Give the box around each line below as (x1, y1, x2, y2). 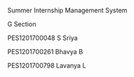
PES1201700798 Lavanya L (7, 61, 87, 70)
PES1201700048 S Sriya (7, 34, 78, 42)
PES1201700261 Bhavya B (7, 48, 83, 56)
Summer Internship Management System (7, 6, 128, 14)
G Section (7, 20, 37, 28)
